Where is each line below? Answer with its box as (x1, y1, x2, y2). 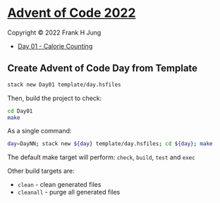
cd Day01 (7, 107, 33, 114)
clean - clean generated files (17, 180, 102, 189)
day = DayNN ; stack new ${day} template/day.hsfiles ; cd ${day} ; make (7, 140, 213, 147)
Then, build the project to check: (7, 94, 102, 102)
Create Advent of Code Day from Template (7, 62, 198, 75)
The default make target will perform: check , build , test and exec (7, 153, 195, 161)
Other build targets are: (7, 167, 75, 176)
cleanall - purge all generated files (17, 188, 121, 197)
